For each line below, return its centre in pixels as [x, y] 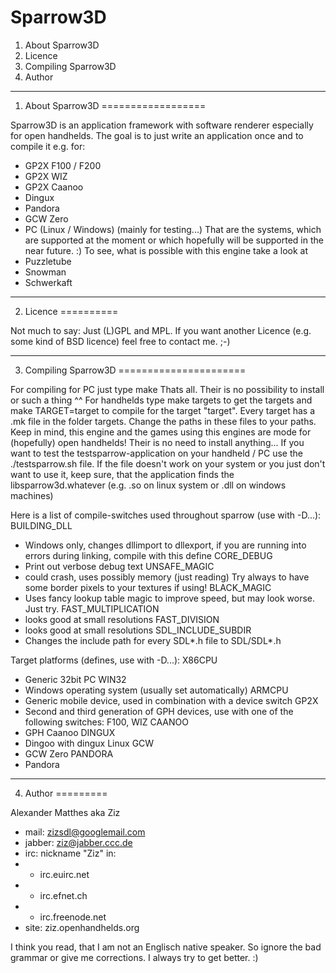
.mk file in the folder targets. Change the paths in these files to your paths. [163, 421]
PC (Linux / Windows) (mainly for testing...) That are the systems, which [173, 229]
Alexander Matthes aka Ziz [65, 812]
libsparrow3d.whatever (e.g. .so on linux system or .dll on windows [148, 485]
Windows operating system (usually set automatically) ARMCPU [156, 690]
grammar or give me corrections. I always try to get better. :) [134, 957]
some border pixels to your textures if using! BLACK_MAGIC [148, 587]
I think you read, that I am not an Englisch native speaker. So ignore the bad [166, 947]
